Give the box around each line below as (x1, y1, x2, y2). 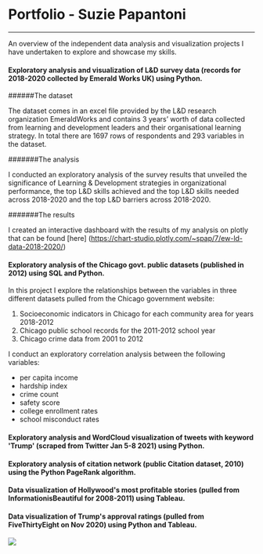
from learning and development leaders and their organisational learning (8, 123, 242, 133)
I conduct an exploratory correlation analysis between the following (8, 349, 225, 359)
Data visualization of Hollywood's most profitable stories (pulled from (8, 485, 240, 495)
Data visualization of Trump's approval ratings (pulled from (8, 512, 205, 521)
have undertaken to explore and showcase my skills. (8, 47, 178, 56)
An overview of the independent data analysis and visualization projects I (8, 38, 244, 48)
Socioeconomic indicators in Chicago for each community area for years (19, 309, 254, 319)
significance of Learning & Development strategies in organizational (8, 178, 227, 188)
